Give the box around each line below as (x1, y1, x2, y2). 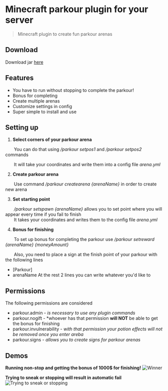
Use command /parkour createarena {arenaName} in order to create (14, 181, 157, 187)
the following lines (5, 257, 43, 263)
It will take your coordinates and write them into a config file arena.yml (14, 162, 160, 168)
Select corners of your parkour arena (12, 136, 92, 142)
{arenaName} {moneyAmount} (5, 241, 69, 248)
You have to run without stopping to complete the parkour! (12, 87, 134, 93)
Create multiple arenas (12, 97, 60, 104)
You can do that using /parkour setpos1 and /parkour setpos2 (14, 146, 142, 153)
